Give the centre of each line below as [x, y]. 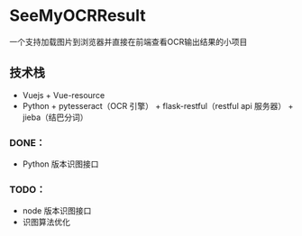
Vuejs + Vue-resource [64, 95]
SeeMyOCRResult [78, 16]
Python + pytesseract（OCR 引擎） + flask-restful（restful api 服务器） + [158, 105]
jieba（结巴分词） [55, 117]
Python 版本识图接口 [60, 164]
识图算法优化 [46, 222]
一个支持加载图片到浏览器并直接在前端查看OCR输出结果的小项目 [128, 41]
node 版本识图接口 [57, 211]
